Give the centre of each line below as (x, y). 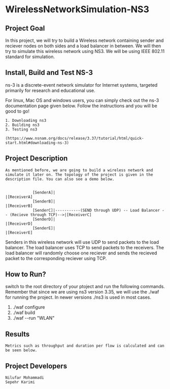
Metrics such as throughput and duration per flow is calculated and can (85, 346)
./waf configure (29, 307)
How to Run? (26, 275)
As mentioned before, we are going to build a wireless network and (79, 170)
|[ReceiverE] (19, 232)
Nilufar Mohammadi (25, 378)
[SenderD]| (44, 219)
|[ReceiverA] (19, 197)
